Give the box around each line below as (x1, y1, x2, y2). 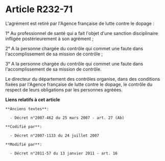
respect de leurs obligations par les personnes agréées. (5, 86, 123, 92)
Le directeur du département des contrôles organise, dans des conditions (5, 76, 160, 82)
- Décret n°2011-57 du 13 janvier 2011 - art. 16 (10, 151, 117, 156)
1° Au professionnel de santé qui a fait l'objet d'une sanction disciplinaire (5, 30, 158, 36)
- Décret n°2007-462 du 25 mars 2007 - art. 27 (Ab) (10, 115, 125, 120)
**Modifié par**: (5, 142, 42, 147)
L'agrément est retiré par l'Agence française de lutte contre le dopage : (5, 20, 155, 26)
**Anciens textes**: (5, 106, 50, 111)
